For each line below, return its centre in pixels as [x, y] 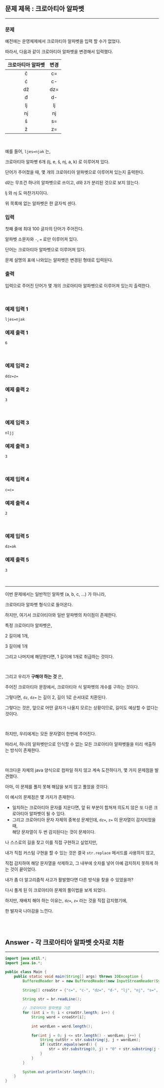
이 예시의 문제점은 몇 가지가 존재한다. [40, 797]
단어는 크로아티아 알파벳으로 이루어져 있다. [46, 250]
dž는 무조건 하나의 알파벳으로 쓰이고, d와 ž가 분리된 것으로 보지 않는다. [72, 183]
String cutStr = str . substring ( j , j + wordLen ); [90, 1040]
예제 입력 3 [17, 423]
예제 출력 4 [17, 503]
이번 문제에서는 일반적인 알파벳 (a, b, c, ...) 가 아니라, [56, 594]
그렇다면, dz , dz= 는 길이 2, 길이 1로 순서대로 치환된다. [56, 697]
